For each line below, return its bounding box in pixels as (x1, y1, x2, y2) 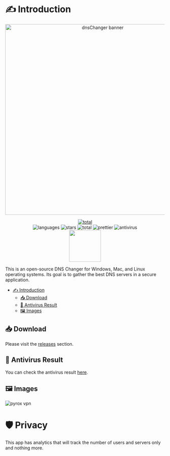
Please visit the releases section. (5, 341, 74, 347)
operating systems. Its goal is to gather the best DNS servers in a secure (5, 271, 157, 277)
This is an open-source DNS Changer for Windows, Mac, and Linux (5, 266, 146, 272)
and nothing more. (5, 445, 44, 451)
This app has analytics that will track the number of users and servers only (5, 440, 161, 446)
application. (5, 277, 30, 283)
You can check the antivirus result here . (5, 369, 89, 375)
